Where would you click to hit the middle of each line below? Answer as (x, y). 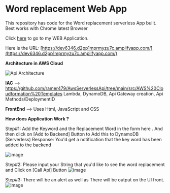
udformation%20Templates (34, 93)
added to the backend (28, 145)
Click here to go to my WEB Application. (47, 38)
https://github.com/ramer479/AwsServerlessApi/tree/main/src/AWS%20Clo (84, 88)
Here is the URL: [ (24, 48)
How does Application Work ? (37, 119)
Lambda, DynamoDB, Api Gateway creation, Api (113, 93)
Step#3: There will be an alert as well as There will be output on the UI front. (85, 180)
